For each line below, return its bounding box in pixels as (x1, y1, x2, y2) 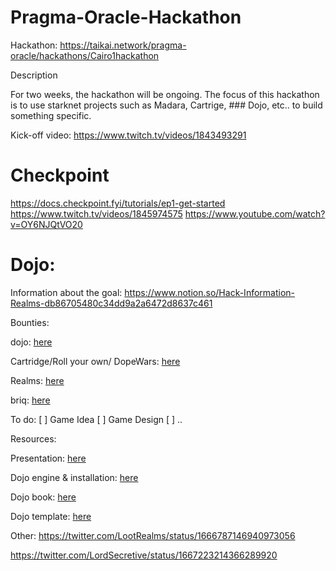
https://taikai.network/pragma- (59, 39, 187, 51)
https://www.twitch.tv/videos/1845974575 (10, 207, 183, 220)
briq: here (10, 394, 51, 406)
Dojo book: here (10, 491, 77, 503)
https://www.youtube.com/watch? (184, 207, 326, 220)
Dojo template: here (10, 510, 92, 522)
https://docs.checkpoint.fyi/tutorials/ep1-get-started (10, 197, 226, 209)
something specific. (10, 109, 92, 121)
